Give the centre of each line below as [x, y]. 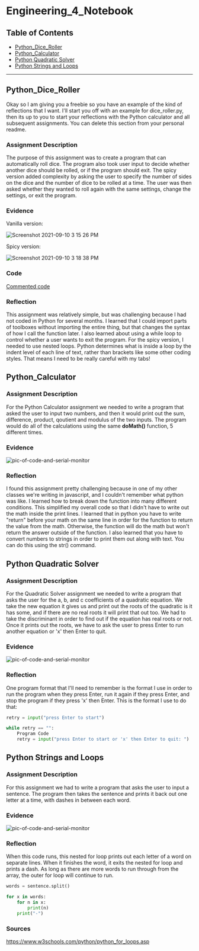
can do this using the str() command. [51, 545]
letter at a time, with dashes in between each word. [69, 800]
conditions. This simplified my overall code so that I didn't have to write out [98, 507]
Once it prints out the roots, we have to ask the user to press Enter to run [95, 625]
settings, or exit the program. [41, 195]
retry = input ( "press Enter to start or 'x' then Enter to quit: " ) [103, 739]
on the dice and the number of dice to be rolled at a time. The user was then [99, 183]
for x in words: [26, 897]
